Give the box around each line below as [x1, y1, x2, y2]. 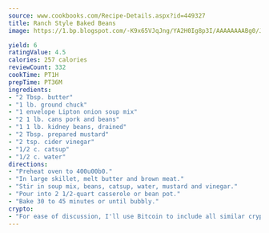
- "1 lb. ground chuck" [8, 101, 88, 109]
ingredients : [8, 86, 52, 94]
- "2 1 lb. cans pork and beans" [8, 115, 120, 124]
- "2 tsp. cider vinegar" [8, 138, 94, 146]
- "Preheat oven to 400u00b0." [8, 167, 113, 176]
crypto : [8, 205, 34, 213]
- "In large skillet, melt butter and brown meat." [8, 175, 184, 183]
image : [8, 26, 30, 34]
